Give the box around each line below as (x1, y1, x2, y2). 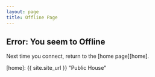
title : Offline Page (6, 14, 59, 20)
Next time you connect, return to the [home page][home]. (6, 52, 150, 60)
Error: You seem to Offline (6, 37, 106, 47)
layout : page (6, 8, 39, 15)
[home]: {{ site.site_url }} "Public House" (6, 64, 107, 72)
